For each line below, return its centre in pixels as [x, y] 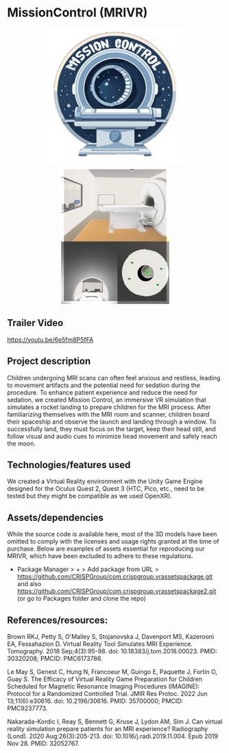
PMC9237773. [27, 708]
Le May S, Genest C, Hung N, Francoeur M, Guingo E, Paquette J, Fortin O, [112, 672]
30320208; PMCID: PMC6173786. [55, 658]
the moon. [22, 443]
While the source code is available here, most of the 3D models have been [112, 534]
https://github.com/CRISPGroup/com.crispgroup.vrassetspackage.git [115, 577]
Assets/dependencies [56, 517]
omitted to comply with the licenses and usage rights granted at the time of [113, 542]
